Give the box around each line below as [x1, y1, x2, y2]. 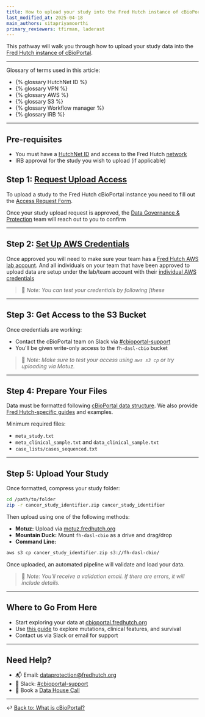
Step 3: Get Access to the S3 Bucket [6, 310, 146, 320]
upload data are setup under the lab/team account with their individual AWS [6, 268, 197, 275]
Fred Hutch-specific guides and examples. [6, 408, 113, 416]
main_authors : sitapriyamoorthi [6, 20, 88, 26]
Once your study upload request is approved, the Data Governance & [6, 209, 180, 216]
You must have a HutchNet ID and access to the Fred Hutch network [15, 151, 187, 158]
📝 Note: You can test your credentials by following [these [21, 286, 165, 293]
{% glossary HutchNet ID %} [15, 79, 87, 86]
